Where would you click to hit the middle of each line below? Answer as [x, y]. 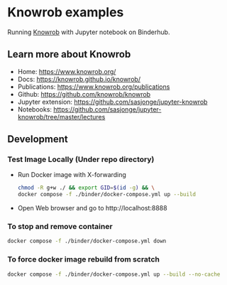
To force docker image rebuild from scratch [83, 259]
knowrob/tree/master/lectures [61, 117]
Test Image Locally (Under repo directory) [81, 159]
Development [38, 139]
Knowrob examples [66, 12]
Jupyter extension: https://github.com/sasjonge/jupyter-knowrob [112, 102]
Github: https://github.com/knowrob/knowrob [84, 94]
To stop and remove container [60, 227]
